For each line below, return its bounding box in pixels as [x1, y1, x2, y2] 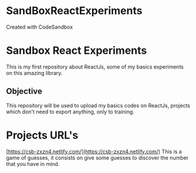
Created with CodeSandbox [6, 23, 73, 30]
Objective [6, 86, 43, 96]
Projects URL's [6, 129, 79, 141]
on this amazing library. [6, 69, 63, 77]
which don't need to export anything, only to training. [6, 108, 135, 115]
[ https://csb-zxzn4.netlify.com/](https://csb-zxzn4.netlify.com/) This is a [6, 148, 182, 155]
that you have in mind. [6, 160, 60, 167]
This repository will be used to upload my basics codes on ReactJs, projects [6, 102, 191, 109]
